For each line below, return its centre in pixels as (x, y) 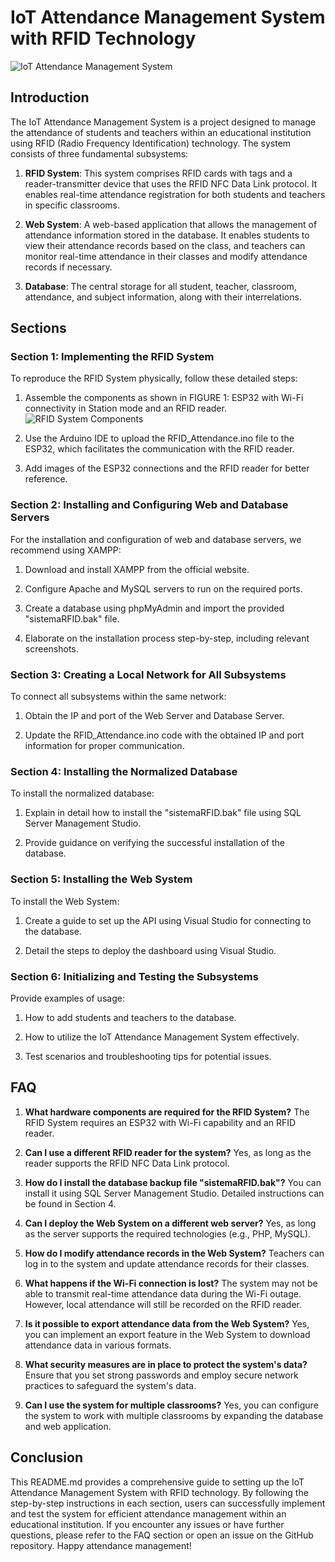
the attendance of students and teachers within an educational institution (161, 132)
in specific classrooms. (72, 205)
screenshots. (51, 648)
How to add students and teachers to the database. (130, 1017)
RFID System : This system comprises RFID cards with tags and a (158, 173)
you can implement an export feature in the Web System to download (167, 1334)
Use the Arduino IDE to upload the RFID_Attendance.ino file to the (159, 438)
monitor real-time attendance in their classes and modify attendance (166, 256)
